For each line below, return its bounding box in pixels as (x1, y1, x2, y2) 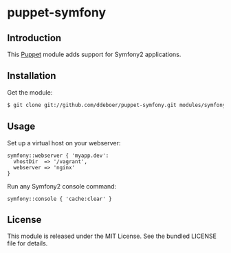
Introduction (7, 32, 62, 44)
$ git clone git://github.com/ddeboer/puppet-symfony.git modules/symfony (7, 101, 226, 108)
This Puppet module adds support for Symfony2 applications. (7, 50, 181, 58)
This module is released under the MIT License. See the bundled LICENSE (7, 232, 217, 241)
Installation (7, 70, 56, 82)
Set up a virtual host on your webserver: (7, 138, 121, 147)
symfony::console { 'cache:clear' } (7, 195, 112, 202)
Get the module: (7, 88, 53, 97)
